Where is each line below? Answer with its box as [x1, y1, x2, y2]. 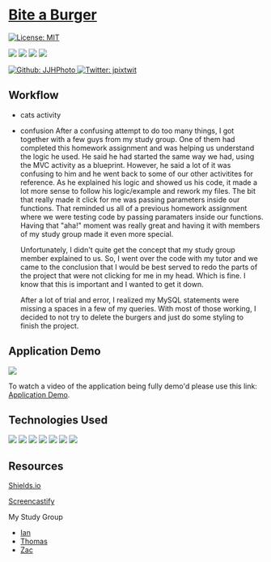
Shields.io [8, 481, 41, 491]
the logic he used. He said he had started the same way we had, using [19, 152, 255, 161]
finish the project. [19, 320, 79, 330]
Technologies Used [8, 413, 108, 427]
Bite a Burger [8, 6, 97, 24]
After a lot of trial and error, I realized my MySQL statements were [19, 294, 239, 305]
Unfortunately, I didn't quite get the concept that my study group [19, 245, 236, 255]
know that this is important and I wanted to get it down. [19, 279, 204, 289]
